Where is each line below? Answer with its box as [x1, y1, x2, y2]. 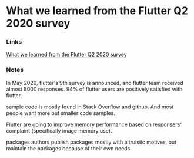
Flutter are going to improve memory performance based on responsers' [6, 121, 182, 128]
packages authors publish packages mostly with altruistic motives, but [6, 139, 177, 146]
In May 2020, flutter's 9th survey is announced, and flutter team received [6, 79, 183, 86]
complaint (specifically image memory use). [6, 127, 112, 134]
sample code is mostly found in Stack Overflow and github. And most [6, 103, 174, 110]
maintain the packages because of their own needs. [6, 144, 132, 152]
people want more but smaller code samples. [6, 109, 116, 116]
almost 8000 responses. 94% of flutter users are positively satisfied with [6, 85, 183, 93]
